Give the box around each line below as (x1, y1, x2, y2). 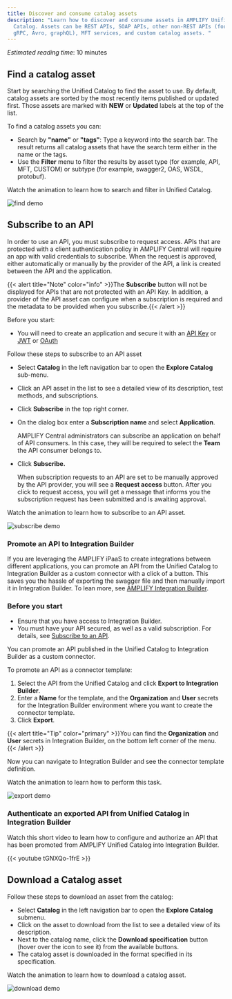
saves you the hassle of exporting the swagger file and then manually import (7, 577, 225, 585)
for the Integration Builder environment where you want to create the (17, 701, 213, 709)
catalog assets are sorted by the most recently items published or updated (7, 94, 220, 102)
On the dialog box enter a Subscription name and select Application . (17, 418, 215, 426)
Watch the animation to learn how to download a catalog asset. (7, 971, 186, 979)
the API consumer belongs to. (17, 446, 102, 454)
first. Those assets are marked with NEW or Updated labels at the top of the (7, 102, 224, 110)
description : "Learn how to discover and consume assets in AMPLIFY (7, 17, 209, 24)
